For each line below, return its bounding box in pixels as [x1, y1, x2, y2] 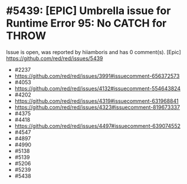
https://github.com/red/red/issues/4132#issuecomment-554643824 [14, 85, 181, 92]
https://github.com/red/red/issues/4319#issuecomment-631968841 [14, 97, 179, 104]
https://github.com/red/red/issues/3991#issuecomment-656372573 [14, 72, 180, 79]
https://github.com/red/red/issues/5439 [6, 55, 103, 62]
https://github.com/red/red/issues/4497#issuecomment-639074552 [14, 122, 181, 129]
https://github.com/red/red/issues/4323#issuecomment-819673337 [14, 103, 181, 111]
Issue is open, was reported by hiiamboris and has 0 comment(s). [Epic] [6, 48, 181, 55]
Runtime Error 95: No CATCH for [6, 16, 167, 30]
